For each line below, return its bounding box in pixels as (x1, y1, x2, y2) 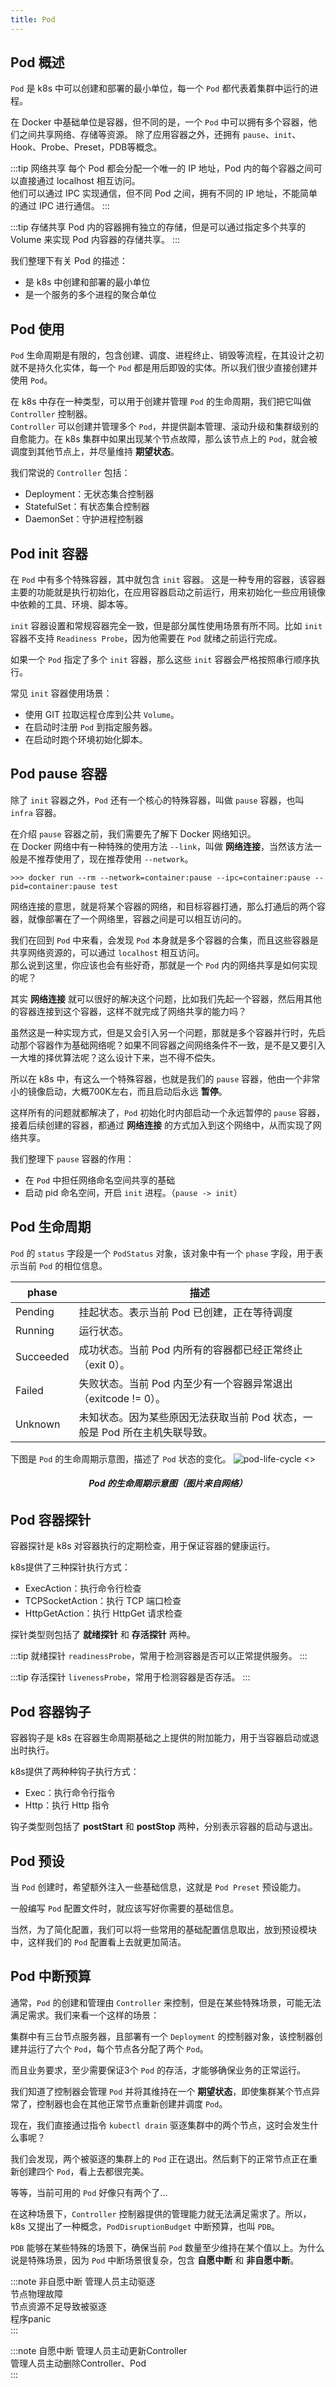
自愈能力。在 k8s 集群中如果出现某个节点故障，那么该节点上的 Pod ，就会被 (10, 433, 318, 445)
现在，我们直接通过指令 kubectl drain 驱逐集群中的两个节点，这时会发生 (10, 2119, 310, 2131)
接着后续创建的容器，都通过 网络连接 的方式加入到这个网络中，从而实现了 (10, 1119, 313, 1131)
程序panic (10, 2312, 52, 2325)
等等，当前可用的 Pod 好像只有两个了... (10, 2186, 168, 2198)
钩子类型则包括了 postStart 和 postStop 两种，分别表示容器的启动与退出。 (10, 1821, 318, 1833)
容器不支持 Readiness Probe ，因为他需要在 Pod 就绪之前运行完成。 (10, 632, 283, 645)
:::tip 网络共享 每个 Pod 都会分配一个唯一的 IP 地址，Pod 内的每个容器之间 (10, 162, 314, 175)
